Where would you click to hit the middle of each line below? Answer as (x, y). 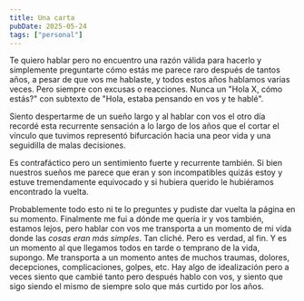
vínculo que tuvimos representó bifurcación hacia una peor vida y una (140, 136)
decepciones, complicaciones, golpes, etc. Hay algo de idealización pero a (149, 267)
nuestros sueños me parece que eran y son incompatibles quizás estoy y (146, 172)
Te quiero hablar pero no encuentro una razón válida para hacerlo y (136, 61)
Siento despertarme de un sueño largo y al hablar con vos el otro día (137, 117)
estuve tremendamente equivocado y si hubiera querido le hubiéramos (142, 182)
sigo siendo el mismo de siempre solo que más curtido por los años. (137, 286)
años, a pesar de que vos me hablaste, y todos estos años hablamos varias (150, 80)
